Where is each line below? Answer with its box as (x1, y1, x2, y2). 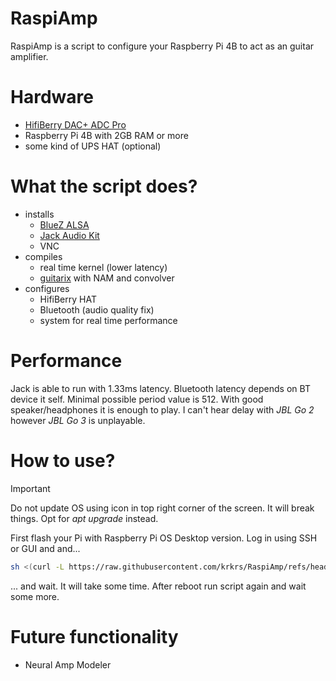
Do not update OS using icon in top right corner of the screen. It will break (10, 502, 315, 514)
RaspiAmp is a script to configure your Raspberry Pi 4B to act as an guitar (10, 40, 315, 52)
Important (10, 482, 51, 494)
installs (24, 208, 55, 220)
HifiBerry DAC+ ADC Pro (24, 118, 127, 131)
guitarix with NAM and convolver (39, 272, 175, 284)
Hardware (10, 86, 94, 109)
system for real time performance (39, 314, 178, 326)
